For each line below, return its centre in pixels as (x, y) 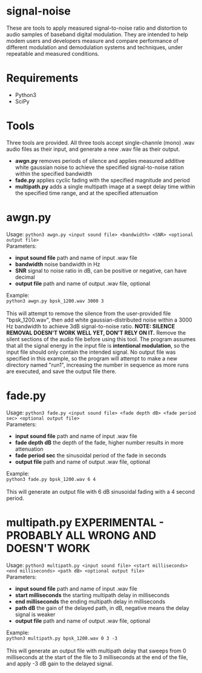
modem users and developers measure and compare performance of (93, 41)
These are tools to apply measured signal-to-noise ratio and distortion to (97, 28)
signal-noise (38, 11)
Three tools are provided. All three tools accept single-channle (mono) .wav (100, 142)
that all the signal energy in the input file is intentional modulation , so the (98, 345)
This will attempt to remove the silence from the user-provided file (89, 313)
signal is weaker (35, 614)
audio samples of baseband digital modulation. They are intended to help (97, 34)
